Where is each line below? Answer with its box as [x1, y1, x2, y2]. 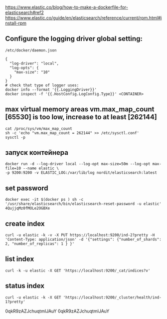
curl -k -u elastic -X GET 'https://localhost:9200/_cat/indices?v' [5, 268, 151, 273]
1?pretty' [5, 299, 26, 304]
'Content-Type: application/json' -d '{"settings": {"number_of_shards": [5, 237, 162, 242]
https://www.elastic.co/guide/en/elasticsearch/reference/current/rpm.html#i [5, 15, 162, 20]
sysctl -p [5, 135, 26, 140]
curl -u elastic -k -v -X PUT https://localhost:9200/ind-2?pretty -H [5, 233, 155, 238]
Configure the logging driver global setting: [5, 34, 143, 43]
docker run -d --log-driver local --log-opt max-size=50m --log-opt [5, 162, 151, 167]
